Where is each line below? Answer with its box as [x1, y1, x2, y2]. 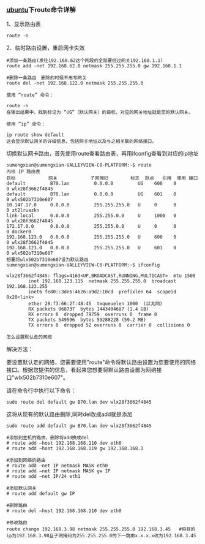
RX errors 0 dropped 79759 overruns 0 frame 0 [28, 311, 157, 318]
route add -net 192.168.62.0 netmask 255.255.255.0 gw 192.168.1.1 [6, 63, 182, 69]
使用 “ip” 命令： [6, 121, 46, 127]
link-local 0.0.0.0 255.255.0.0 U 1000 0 [6, 213, 176, 219]
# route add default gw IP [6, 491, 75, 497]
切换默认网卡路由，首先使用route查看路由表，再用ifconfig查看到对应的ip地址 [6, 150, 199, 157]
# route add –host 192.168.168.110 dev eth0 [6, 440, 122, 447]
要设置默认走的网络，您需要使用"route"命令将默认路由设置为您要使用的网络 [6, 358, 196, 366]
